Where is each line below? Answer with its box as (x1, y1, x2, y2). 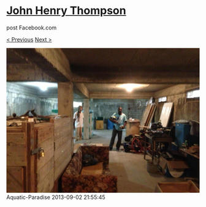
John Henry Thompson (6, 4, 127, 18)
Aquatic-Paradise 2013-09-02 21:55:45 (6, 194, 105, 201)
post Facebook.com (6, 24, 57, 31)
